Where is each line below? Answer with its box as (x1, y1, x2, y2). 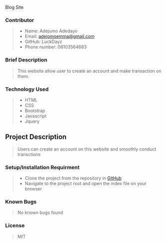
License (5, 222, 25, 229)
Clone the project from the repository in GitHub (24, 175, 122, 181)
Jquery (24, 118, 40, 124)
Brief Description (5, 56, 47, 63)
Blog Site (5, 4, 24, 10)
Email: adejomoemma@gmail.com (24, 33, 95, 39)
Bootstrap (24, 107, 45, 113)
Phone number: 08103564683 (24, 44, 87, 50)
